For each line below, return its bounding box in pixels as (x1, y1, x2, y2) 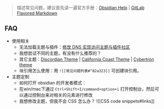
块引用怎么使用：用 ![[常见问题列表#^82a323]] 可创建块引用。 (19, 67, 141, 73)
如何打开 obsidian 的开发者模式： (19, 80, 87, 86)
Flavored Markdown (16, 10, 58, 16)
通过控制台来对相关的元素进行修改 (23, 92, 93, 98)
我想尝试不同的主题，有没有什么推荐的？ (19, 50, 101, 56)
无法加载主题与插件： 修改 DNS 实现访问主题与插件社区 (19, 44, 131, 50)
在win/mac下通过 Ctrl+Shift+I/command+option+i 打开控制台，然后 (19, 86, 155, 92)
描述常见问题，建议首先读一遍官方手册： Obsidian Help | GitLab (16, 5, 145, 10)
